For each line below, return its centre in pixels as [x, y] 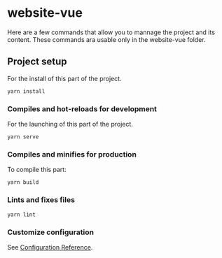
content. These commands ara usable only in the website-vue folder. [106, 39]
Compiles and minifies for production [72, 154]
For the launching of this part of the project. [70, 124]
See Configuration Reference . [50, 247]
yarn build [23, 182]
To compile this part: [37, 170]
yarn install [26, 91]
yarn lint [22, 215]
